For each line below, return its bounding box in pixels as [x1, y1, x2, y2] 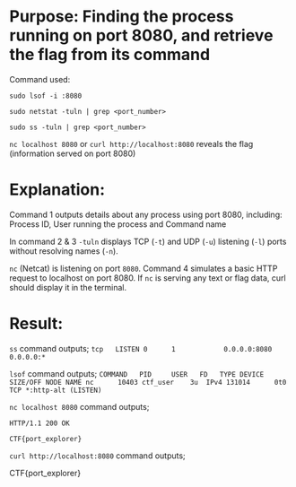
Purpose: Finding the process [9, 6, 234, 27]
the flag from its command [9, 45, 211, 65]
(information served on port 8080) [9, 148, 136, 159]
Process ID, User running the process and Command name [9, 218, 227, 230]
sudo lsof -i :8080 [9, 91, 83, 100]
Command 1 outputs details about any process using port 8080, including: [9, 209, 283, 220]
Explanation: [9, 179, 106, 200]
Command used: [9, 74, 71, 84]
